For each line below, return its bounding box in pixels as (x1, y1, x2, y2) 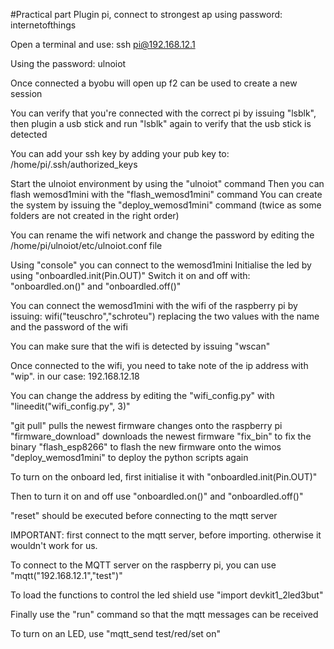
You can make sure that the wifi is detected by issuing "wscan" (10, 340, 271, 352)
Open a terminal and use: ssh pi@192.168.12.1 (10, 39, 196, 50)
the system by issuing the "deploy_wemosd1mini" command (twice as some (10, 199, 322, 211)
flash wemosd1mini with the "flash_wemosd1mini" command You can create (10, 189, 323, 200)
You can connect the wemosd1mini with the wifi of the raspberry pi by (10, 300, 298, 311)
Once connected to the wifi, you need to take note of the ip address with (10, 360, 309, 371)
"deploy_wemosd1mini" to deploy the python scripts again (10, 452, 249, 463)
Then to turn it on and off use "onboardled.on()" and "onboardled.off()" (10, 490, 304, 502)
